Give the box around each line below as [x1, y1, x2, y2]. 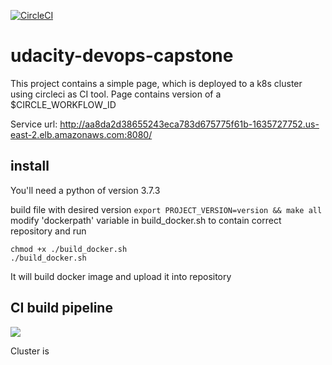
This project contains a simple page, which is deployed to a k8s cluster [10, 77, 303, 89]
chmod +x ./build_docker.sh [10, 244, 128, 254]
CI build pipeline [10, 300, 113, 317]
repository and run [10, 225, 87, 237]
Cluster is [10, 345, 50, 357]
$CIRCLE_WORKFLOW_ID [10, 98, 117, 110]
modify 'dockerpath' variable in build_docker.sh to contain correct [10, 214, 282, 226]
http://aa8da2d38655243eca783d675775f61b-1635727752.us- [59, 118, 320, 130]
